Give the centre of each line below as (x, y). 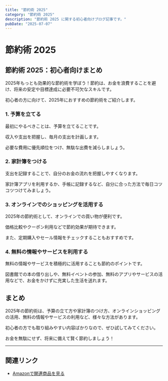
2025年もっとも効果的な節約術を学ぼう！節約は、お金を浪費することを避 (81, 83)
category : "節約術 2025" (30, 15)
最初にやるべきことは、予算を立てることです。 (53, 126)
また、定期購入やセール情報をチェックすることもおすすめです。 (71, 238)
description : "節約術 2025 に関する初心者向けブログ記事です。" (66, 19)
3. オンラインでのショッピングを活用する (54, 204)
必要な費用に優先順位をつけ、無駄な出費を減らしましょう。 (66, 147)
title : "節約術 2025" (26, 10)
